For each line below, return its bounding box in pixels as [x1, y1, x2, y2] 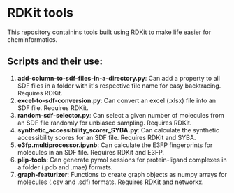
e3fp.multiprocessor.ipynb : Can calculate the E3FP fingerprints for [17, 141, 213, 149]
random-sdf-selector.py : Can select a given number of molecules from [17, 111, 225, 119]
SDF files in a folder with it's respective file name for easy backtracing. [17, 82, 221, 90]
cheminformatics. [7, 35, 58, 43]
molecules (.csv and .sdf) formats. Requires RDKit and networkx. [17, 178, 204, 186]
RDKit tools [7, 5, 74, 21]
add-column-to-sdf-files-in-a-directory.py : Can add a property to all [17, 74, 220, 82]
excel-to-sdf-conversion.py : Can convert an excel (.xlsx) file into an [17, 96, 217, 105]
